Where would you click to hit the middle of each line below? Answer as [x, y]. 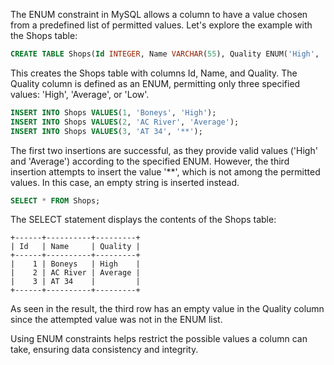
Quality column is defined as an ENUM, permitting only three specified [155, 83]
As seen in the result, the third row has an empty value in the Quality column [167, 309]
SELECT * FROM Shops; [55, 200]
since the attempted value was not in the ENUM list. [116, 320]
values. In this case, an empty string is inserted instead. [125, 182]
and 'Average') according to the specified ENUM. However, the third [150, 161]
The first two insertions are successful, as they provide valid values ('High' [164, 150]
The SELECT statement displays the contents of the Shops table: [143, 220]
